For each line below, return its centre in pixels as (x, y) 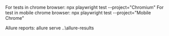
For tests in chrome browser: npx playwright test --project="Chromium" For (84, 7)
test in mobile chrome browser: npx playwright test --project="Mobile (78, 13)
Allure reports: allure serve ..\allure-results (50, 28)
